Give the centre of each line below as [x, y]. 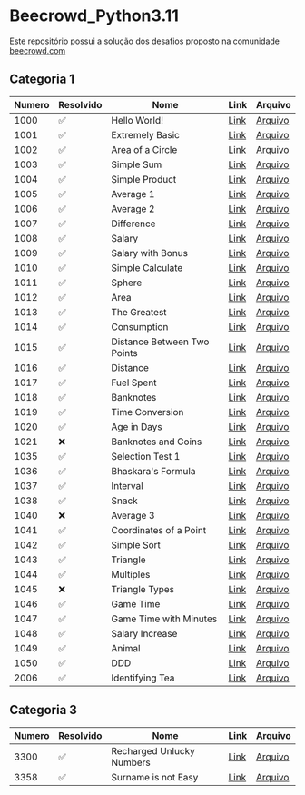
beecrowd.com [38, 50]
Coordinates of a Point [159, 530]
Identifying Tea [143, 678]
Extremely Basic [145, 134]
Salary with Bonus [150, 253]
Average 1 [133, 194]
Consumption [140, 326]
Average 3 [133, 515]
